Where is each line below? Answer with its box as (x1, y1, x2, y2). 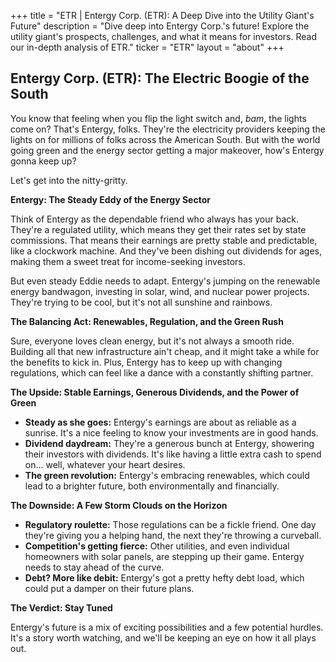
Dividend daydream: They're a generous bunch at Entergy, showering (24, 437, 315, 449)
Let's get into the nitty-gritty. (10, 174, 128, 186)
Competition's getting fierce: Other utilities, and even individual (24, 540, 290, 552)
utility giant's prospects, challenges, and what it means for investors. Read (10, 31, 317, 42)
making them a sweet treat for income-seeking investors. (10, 255, 246, 267)
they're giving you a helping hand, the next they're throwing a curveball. (24, 529, 322, 541)
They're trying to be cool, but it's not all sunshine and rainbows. (10, 296, 273, 308)
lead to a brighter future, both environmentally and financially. (24, 480, 280, 492)
